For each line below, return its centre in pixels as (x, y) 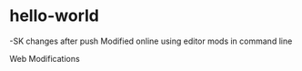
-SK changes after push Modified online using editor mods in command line (151, 41)
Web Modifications (45, 58)
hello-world (55, 16)
